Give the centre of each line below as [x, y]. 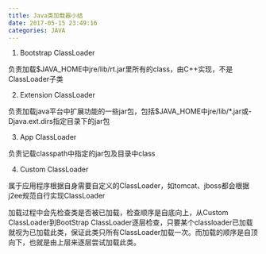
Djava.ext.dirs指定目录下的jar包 [59, 121]
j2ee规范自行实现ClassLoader [57, 196]
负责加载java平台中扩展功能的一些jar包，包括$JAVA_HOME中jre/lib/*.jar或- [130, 111]
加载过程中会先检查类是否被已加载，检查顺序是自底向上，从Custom [118, 213]
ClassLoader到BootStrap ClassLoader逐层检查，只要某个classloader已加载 [131, 222]
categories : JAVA [37, 30]
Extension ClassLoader [57, 95]
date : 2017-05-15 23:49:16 [53, 23]
